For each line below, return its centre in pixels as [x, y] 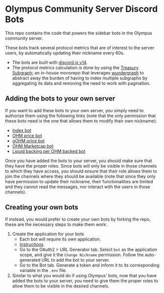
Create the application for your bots [48, 234]
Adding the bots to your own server [60, 99]
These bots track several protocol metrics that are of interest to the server [80, 48]
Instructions [32, 244]
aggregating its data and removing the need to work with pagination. [81, 83]
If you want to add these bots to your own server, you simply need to [74, 110]
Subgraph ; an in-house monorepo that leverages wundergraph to [78, 73]
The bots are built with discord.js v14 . [50, 62]
